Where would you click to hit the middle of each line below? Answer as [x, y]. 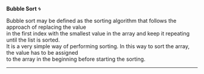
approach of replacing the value [46, 27]
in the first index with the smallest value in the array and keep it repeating [98, 33]
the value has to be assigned [42, 53]
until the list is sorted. [33, 40]
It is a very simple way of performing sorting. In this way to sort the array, [98, 46]
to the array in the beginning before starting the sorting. [76, 59]
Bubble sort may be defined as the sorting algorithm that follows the [91, 21]
